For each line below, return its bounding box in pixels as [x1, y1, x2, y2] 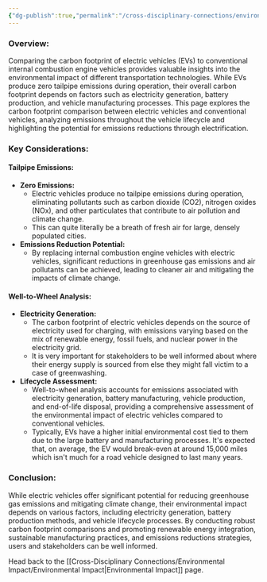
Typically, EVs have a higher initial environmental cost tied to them [31, 427, 249, 437]
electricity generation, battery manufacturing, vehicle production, [31, 394, 246, 403]
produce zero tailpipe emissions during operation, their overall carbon [8, 81, 237, 91]
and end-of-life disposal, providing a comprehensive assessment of [31, 402, 254, 411]
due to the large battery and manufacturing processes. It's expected [31, 436, 256, 445]
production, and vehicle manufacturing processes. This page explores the [8, 98, 250, 107]
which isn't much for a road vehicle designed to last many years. [31, 453, 243, 462]
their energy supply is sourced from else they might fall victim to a [31, 360, 249, 369]
